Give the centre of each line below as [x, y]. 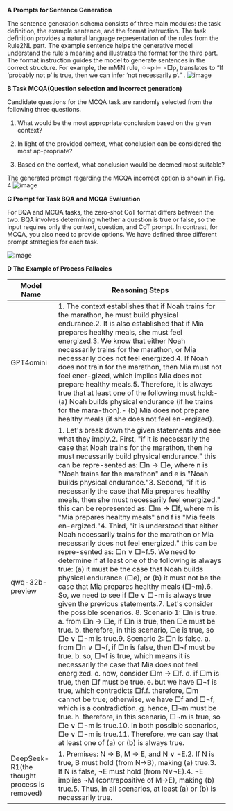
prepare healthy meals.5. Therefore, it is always [135, 384]
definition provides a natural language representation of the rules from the [113, 38]
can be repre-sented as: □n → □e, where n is [133, 465]
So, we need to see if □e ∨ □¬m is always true [135, 595]
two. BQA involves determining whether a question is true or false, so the [112, 219]
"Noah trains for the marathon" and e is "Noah [133, 474]
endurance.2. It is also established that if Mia [131, 324]
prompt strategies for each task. [53, 242]
